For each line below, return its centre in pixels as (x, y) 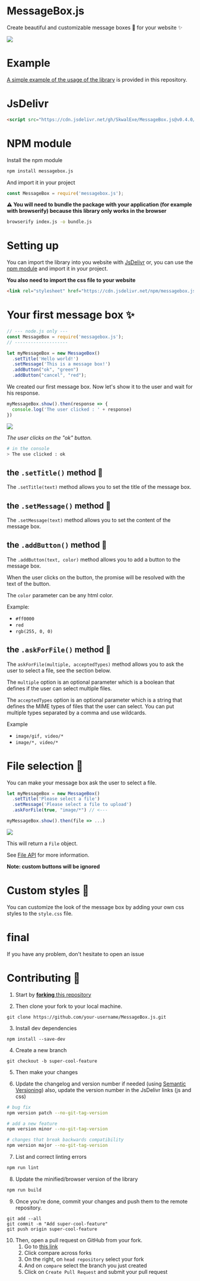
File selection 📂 (45, 766)
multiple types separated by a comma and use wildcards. (77, 712)
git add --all (24, 1218)
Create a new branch (41, 1050)
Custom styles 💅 (48, 891)
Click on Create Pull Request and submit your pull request (96, 1271)
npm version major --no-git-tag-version (58, 1146)
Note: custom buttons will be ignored (53, 866)
